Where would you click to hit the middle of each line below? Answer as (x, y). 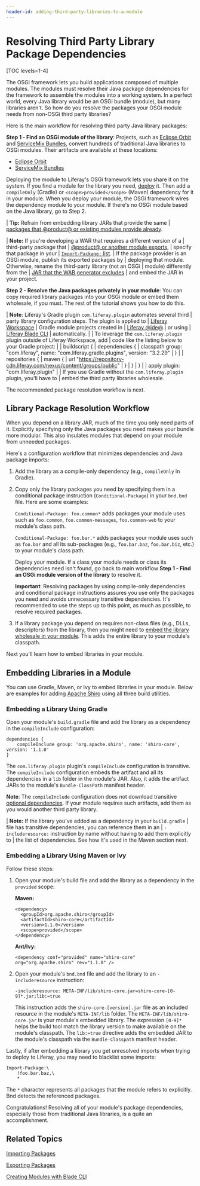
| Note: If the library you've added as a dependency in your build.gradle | (98, 821)
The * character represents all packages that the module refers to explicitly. (99, 1089)
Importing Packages (31, 1153)
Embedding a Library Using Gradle (57, 709)
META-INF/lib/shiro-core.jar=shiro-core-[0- (119, 991)
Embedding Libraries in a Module (69, 673)
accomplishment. (27, 1120)
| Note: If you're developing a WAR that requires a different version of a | (96, 240)
